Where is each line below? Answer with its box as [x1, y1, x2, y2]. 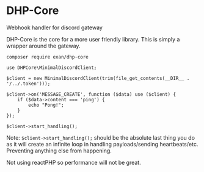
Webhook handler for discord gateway [6, 24, 103, 31]
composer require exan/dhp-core [6, 54, 89, 60]
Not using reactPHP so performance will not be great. [6, 159, 142, 166]
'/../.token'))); [6, 81, 51, 87]
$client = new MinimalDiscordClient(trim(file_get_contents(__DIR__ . [6, 75, 190, 81]
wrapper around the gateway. [6, 42, 81, 49]
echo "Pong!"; [28, 102, 64, 108]
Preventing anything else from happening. [6, 147, 112, 154]
